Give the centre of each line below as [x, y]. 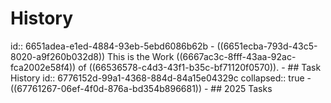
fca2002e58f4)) [43, 67]
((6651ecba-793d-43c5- [267, 46]
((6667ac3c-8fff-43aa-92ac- [236, 56]
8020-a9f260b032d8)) [58, 56]
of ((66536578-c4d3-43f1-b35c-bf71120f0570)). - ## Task [200, 67]
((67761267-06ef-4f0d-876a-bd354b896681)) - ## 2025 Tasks [141, 88]
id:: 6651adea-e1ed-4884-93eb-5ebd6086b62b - [112, 46]
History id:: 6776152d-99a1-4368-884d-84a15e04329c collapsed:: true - [161, 78]
